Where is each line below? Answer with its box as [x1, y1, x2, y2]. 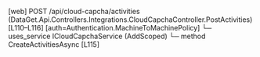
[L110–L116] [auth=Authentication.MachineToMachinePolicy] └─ [8, 23, 212, 32]
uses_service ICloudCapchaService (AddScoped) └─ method [8, 31, 206, 41]
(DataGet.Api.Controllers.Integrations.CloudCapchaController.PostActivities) [8, 15, 253, 24]
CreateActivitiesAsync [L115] [8, 40, 100, 49]
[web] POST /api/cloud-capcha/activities [8, 7, 140, 16]
